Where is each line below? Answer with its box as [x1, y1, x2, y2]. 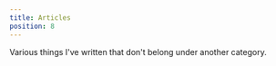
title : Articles [9, 13, 71, 23]
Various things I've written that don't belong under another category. [9, 46, 267, 57]
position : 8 [9, 22, 55, 31]
